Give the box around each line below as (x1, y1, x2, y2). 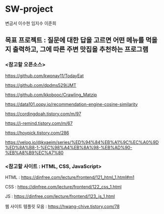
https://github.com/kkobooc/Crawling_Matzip (5, 92, 97, 98)
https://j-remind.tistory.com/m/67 (5, 120, 73, 126)
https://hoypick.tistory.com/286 (5, 130, 70, 135)
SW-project (5, 3, 53, 15)
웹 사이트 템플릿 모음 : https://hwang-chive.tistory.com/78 (5, 203, 120, 209)
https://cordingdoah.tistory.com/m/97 (5, 110, 82, 116)
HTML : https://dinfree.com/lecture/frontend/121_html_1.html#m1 (5, 174, 135, 180)
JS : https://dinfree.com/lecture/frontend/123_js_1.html (5, 193, 115, 199)
